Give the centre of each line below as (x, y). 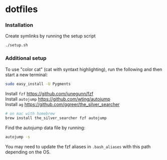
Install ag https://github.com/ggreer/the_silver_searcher (62, 104)
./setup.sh (17, 45)
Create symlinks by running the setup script (51, 36)
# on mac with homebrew (30, 114)
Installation (19, 25)
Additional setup (26, 58)
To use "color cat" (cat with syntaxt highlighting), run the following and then (84, 69)
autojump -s (18, 137)
